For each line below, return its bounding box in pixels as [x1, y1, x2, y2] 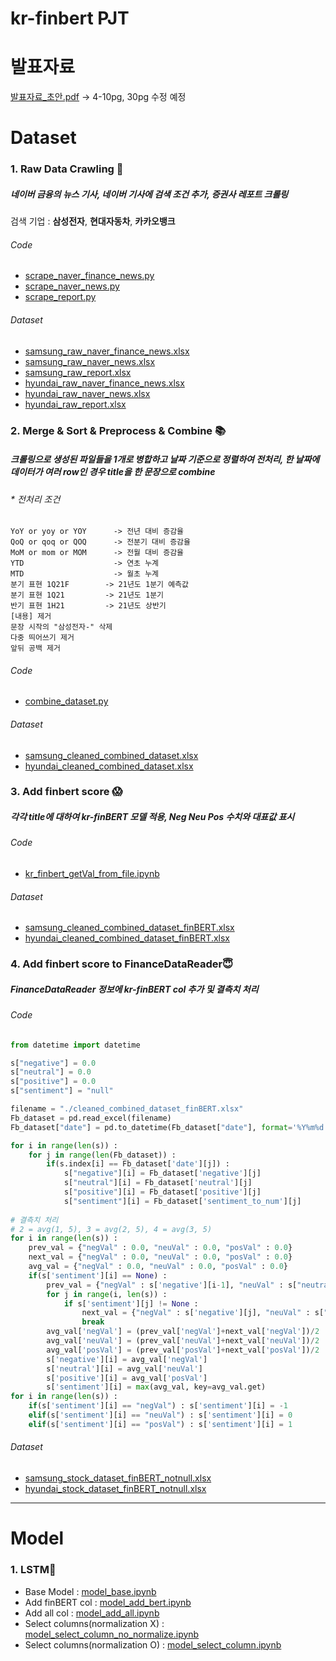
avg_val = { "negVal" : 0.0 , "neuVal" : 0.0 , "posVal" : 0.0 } [28, 1262, 288, 1272]
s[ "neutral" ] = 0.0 [10, 1067, 92, 1077]
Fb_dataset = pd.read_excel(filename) [10, 1113, 172, 1123]
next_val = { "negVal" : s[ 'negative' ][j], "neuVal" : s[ [81, 1308, 325, 1318]
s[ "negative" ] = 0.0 [10, 1058, 97, 1068]
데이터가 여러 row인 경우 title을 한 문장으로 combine [10, 466, 216, 478]
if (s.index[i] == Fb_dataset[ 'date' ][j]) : [46, 1159, 230, 1169]
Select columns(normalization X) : [24, 1617, 165, 1629]
